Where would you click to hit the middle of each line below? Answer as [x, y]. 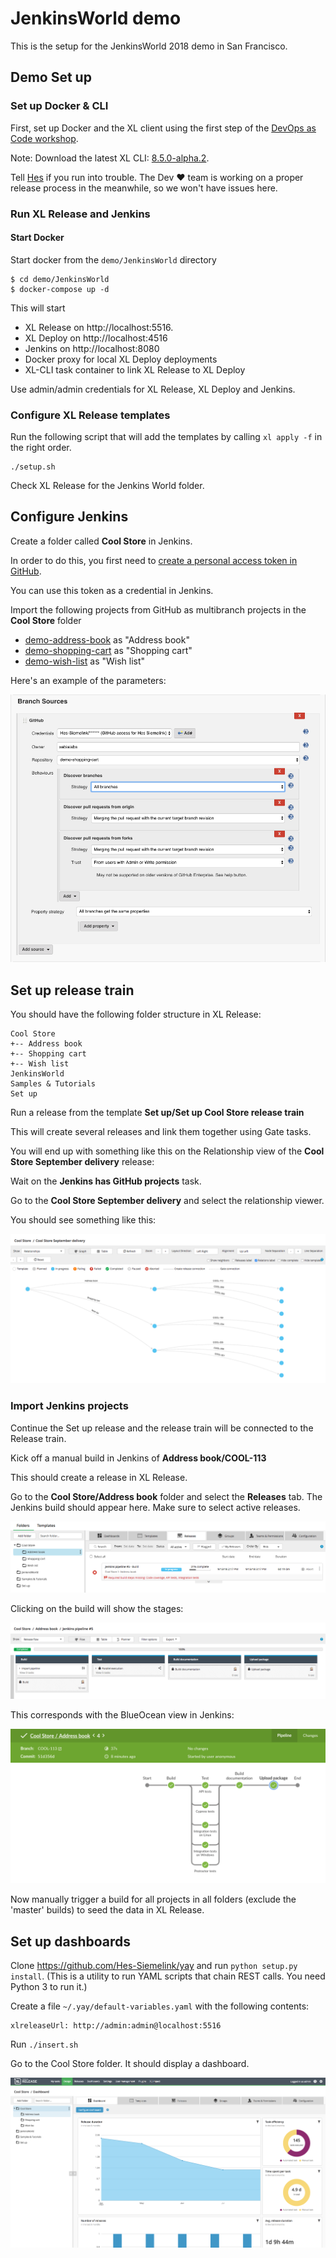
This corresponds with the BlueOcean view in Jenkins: [122, 1715]
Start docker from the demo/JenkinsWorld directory [113, 259]
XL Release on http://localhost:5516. [99, 327]
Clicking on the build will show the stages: [97, 1609]
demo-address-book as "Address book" [107, 639]
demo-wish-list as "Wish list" [85, 661]
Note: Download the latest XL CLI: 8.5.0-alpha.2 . [110, 158]
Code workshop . [44, 138]
